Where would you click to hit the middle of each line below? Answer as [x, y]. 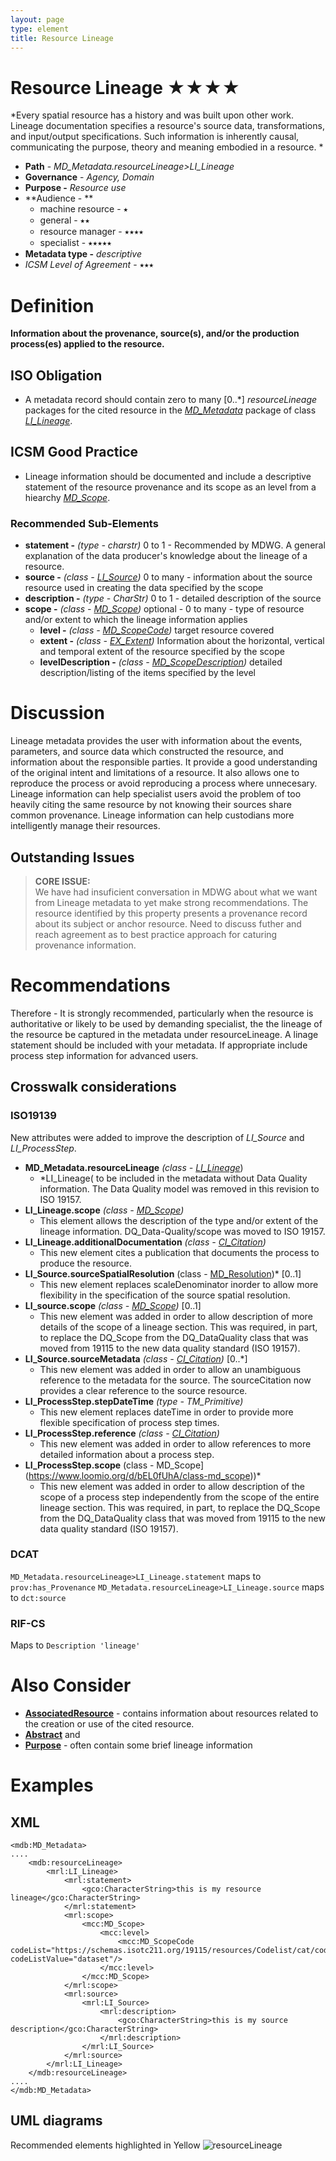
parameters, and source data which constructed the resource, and [147, 752]
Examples [52, 1785]
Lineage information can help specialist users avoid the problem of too [156, 794]
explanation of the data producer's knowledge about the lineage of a [166, 556]
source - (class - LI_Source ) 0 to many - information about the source [168, 577]
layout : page [37, 19]
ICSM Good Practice [74, 452]
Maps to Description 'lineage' [75, 1645]
